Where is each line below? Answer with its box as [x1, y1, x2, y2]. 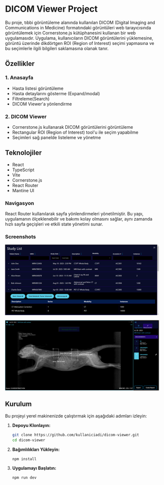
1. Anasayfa [5, 74, 33, 81]
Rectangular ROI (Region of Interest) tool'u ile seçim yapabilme [12, 129, 139, 135]
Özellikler [5, 60, 35, 68]
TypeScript [12, 167, 35, 173]
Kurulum [5, 400, 32, 408]
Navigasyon [5, 200, 34, 206]
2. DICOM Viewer [5, 113, 47, 120]
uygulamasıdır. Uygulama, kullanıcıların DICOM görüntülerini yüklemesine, [5, 35, 154, 41]
